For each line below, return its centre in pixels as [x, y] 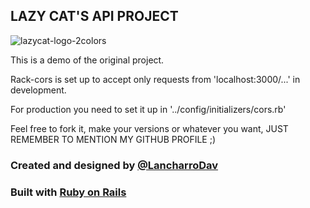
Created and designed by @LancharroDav [114, 165]
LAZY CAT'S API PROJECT [94, 16]
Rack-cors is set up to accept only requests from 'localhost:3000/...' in [155, 79]
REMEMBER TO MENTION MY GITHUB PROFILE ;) [113, 139]
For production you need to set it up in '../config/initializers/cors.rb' [148, 109]
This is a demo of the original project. [87, 60]
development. [38, 90]
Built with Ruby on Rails [68, 192]
